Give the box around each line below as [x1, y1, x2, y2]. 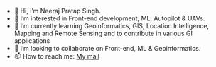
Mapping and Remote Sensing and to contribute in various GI [13, 29, 193, 37]
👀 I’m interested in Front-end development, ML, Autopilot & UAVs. [13, 14, 205, 23]
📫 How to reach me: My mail [13, 52, 99, 60]
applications [13, 37, 50, 45]
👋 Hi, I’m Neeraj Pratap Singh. [13, 7, 101, 15]
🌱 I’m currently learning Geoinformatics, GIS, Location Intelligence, [13, 22, 210, 30]
